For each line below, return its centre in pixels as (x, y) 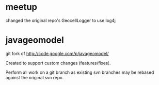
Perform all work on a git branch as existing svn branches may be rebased (80, 72)
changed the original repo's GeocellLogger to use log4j (61, 20)
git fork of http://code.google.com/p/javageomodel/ (57, 53)
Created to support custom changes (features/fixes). (58, 63)
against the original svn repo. (35, 77)
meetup (22, 7)
